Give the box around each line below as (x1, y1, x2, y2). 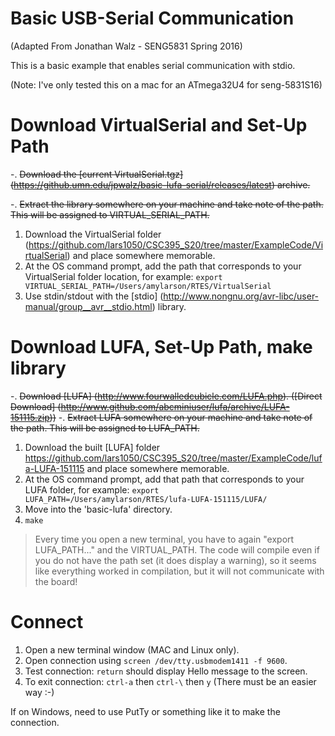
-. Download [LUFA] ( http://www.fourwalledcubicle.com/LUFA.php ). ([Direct (10, 390, 323, 402)
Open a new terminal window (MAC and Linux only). (24, 643, 240, 656)
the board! (34, 575, 78, 587)
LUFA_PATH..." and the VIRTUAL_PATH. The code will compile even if (34, 543, 320, 556)
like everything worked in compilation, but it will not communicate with (34, 565, 325, 577)
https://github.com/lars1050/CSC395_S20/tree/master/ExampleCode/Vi (28, 238, 324, 251)
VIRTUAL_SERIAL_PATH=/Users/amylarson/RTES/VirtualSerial (24, 281, 272, 291)
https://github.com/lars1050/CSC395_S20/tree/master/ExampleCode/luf (24, 452, 323, 464)
